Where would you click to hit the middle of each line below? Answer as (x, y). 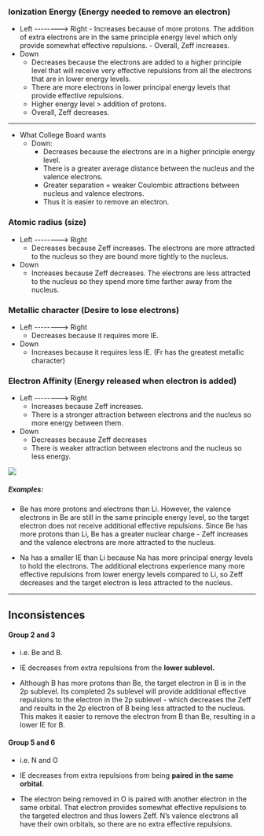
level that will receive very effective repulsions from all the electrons (141, 71)
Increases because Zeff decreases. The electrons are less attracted (141, 273)
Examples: (26, 489)
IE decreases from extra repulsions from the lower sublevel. (117, 668)
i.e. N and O (39, 760)
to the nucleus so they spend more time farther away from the (132, 281)
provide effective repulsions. (77, 96)
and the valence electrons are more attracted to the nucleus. (117, 543)
